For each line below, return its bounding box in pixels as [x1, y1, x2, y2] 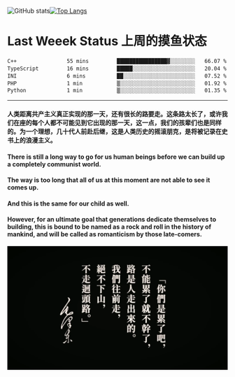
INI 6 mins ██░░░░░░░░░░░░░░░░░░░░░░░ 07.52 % [7, 72, 227, 80]
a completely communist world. [7, 159, 101, 168]
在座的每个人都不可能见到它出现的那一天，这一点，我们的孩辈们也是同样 [13, 118, 222, 127]
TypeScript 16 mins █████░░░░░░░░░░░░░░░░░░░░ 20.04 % [7, 65, 227, 72]
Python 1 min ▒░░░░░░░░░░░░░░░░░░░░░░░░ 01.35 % [7, 87, 227, 94]
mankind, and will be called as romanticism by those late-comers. [7, 230, 203, 239]
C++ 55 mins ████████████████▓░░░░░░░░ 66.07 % [7, 57, 227, 64]
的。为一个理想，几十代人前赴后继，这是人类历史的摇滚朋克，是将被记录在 [7, 127, 222, 136]
